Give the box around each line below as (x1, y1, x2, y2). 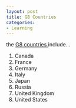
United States (14, 96, 48, 103)
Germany (14, 65, 37, 72)
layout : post (6, 8, 38, 15)
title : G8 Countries (6, 14, 57, 20)
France (14, 59, 32, 66)
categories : (6, 19, 35, 25)
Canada (14, 52, 34, 59)
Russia (14, 83, 31, 91)
